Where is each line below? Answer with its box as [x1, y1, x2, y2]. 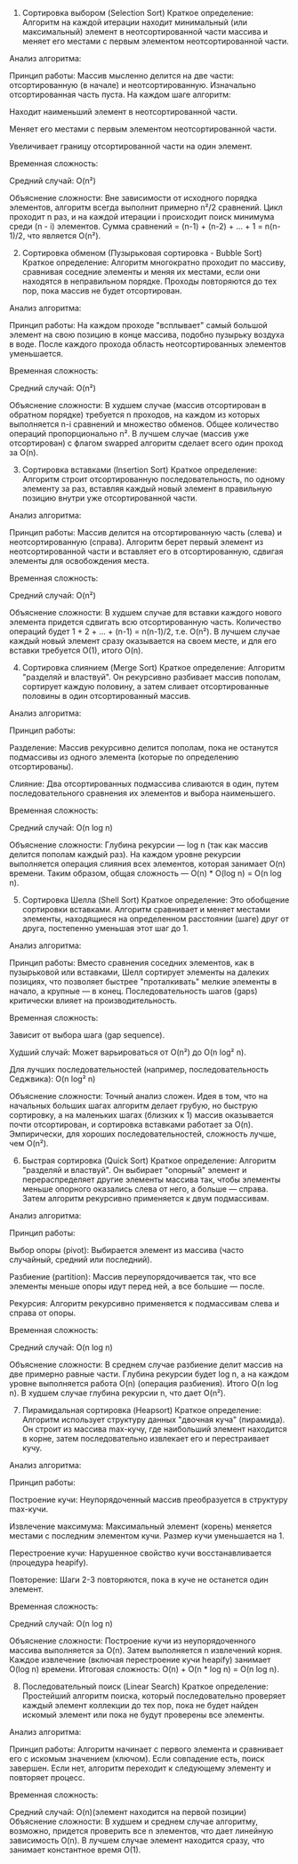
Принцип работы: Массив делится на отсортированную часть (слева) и [9, 527, 283, 537]
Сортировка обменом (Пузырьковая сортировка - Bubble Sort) [21, 248, 262, 258]
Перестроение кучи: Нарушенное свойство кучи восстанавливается [9, 1547, 271, 1558]
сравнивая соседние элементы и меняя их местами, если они [21, 267, 261, 277]
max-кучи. [9, 1504, 49, 1514]
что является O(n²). [27, 230, 101, 241]
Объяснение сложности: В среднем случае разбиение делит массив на [9, 1360, 284, 1370]
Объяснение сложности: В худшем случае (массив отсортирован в [9, 400, 267, 410]
